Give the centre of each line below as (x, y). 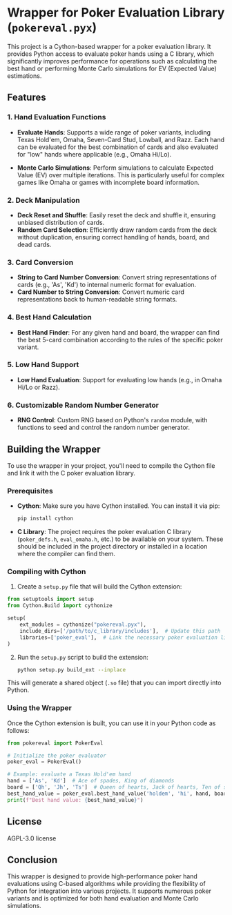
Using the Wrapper (40, 708)
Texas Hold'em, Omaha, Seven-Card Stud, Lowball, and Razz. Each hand (121, 139)
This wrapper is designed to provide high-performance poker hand (103, 876)
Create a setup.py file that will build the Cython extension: (99, 587)
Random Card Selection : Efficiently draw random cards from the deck (117, 230)
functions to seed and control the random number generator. (104, 427)
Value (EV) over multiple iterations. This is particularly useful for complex (121, 175)
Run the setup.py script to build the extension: (83, 657)
